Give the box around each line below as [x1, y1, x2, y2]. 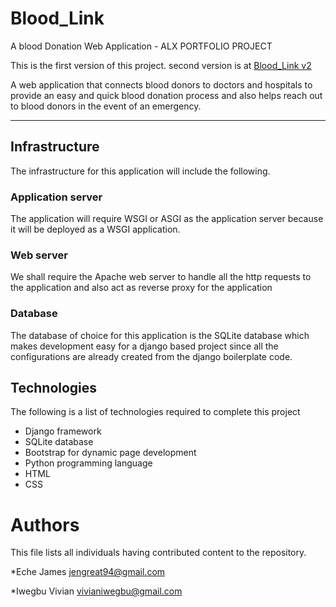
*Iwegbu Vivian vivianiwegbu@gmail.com [10, 585, 183, 597]
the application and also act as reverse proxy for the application [10, 282, 273, 294]
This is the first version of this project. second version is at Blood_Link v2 [10, 59, 312, 71]
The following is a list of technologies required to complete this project [10, 406, 301, 418]
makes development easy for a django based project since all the [10, 340, 279, 352]
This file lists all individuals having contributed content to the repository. [10, 547, 307, 559]
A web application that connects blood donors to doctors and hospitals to [10, 78, 313, 91]
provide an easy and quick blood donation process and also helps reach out [10, 89, 323, 101]
